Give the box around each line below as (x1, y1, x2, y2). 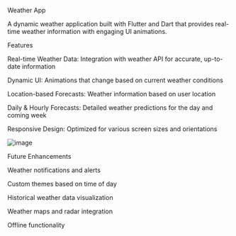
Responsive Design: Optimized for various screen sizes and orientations (7, 125, 218, 133)
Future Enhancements (7, 152, 72, 160)
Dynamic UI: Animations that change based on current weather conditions (7, 76, 223, 84)
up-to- (203, 55, 223, 63)
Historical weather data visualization (7, 193, 113, 201)
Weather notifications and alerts (7, 166, 101, 174)
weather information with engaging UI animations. (21, 28, 168, 35)
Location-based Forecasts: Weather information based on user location (7, 90, 216, 98)
